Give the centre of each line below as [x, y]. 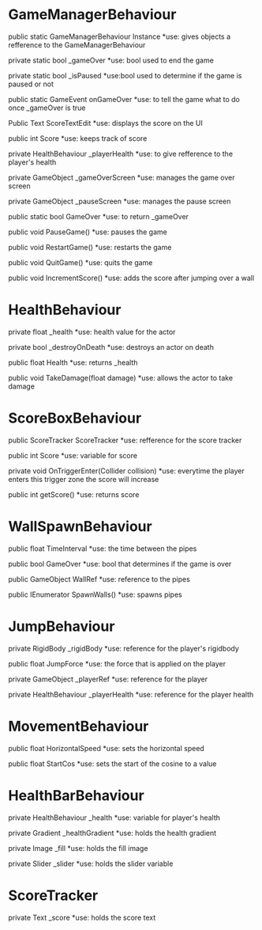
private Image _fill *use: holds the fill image [78, 848]
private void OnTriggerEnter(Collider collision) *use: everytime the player [126, 471]
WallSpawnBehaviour [80, 526]
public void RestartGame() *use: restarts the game [90, 247]
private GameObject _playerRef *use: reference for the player [108, 679]
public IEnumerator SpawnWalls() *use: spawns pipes [95, 594]
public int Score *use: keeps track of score [78, 138]
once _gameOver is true [47, 108]
